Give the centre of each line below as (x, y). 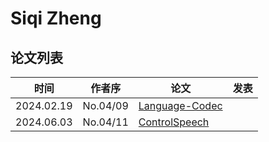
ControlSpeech (174, 122)
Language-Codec (180, 105)
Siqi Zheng (56, 18)
